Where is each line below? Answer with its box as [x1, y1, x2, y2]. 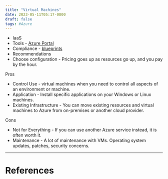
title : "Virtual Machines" [5, 7, 61, 12]
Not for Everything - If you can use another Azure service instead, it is [12, 127, 157, 133]
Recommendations [12, 51, 51, 57]
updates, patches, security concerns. [12, 143, 90, 149]
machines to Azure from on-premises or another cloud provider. [12, 107, 144, 113]
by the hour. [12, 61, 37, 67]
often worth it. [12, 132, 41, 138]
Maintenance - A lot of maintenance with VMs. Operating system [12, 137, 146, 143]
